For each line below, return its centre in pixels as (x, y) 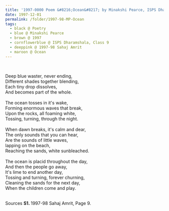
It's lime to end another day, (34, 172)
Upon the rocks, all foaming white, (41, 113)
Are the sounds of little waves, (37, 140)
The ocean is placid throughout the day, (47, 161)
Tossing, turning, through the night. (42, 119)
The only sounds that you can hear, (42, 135)
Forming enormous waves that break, (44, 108)
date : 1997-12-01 (23, 15)
